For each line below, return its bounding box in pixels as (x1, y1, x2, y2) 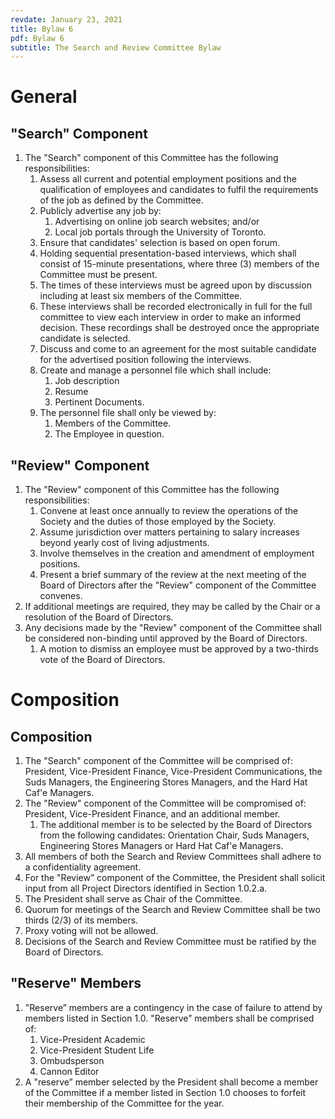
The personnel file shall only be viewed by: (39, 407, 217, 419)
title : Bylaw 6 (10, 24, 74, 34)
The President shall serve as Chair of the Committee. (24, 893, 243, 905)
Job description (54, 375, 120, 387)
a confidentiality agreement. (24, 861, 142, 873)
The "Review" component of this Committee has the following (24, 484, 280, 496)
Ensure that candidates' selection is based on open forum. (39, 237, 281, 249)
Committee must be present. (39, 269, 158, 281)
